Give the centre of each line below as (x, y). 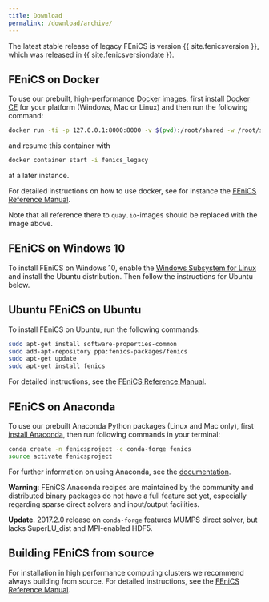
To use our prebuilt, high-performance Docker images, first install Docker (129, 99)
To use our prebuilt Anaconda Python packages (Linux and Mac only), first (131, 426)
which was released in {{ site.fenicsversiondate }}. (91, 54)
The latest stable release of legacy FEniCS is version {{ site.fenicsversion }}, (134, 46)
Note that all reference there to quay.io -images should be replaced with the (133, 215)
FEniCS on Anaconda (62, 407)
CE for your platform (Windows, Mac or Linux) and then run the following (128, 107)
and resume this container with (59, 146)
